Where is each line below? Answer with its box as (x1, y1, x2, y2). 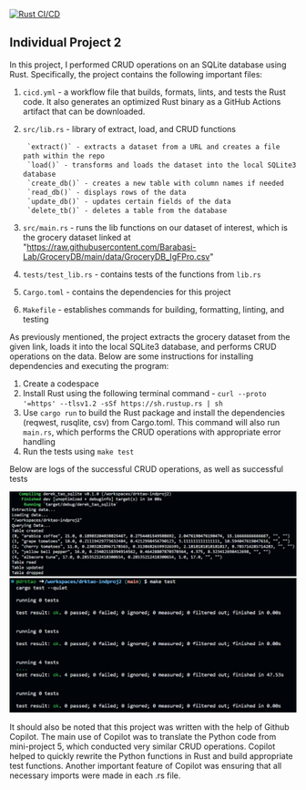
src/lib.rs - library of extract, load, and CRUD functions (22, 123, 237, 134)
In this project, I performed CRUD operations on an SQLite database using (9, 59, 287, 70)
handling (22, 436, 56, 446)
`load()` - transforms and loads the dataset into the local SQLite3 (26, 160, 297, 169)
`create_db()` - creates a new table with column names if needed (26, 179, 284, 188)
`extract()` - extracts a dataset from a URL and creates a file (26, 142, 280, 151)
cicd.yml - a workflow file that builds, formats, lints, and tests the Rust (22, 87, 286, 97)
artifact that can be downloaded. (22, 106, 146, 117)
